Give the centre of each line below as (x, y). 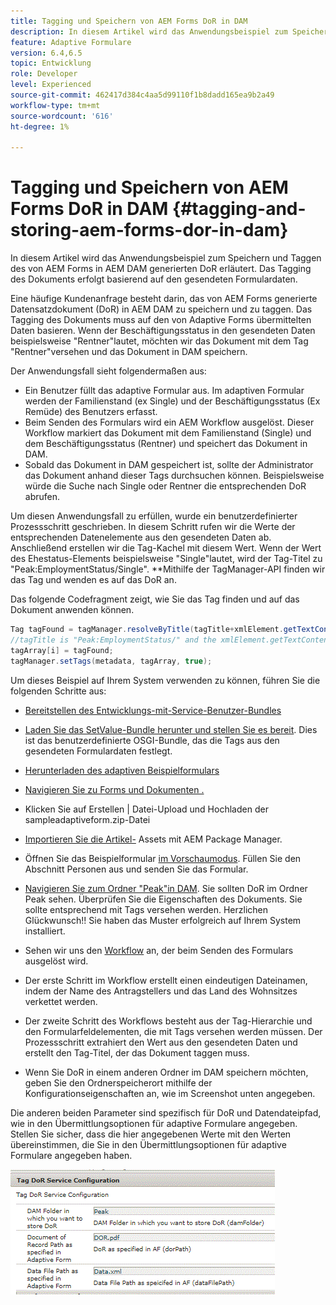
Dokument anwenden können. (72, 610)
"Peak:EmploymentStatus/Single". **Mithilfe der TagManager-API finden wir (168, 569)
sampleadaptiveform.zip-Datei (87, 819)
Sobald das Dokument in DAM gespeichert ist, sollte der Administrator (169, 465)
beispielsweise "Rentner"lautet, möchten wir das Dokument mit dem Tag (159, 341)
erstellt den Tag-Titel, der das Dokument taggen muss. (137, 1052)
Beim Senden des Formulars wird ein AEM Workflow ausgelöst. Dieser (169, 422)
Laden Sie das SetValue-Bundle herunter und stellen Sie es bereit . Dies (171, 729)
